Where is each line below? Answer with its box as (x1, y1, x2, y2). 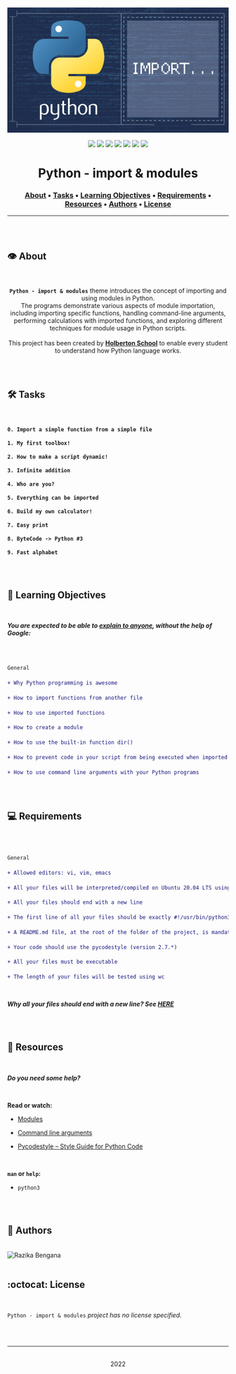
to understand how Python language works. (55, 346, 181, 355)
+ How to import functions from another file (7, 694, 143, 701)
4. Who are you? (7, 480, 55, 488)
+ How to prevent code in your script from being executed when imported (7, 754, 228, 761)
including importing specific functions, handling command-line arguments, (10, 309, 226, 317)
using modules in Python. (81, 293, 155, 302)
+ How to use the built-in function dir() (7, 739, 133, 747)
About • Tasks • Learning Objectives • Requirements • (24, 190, 212, 200)
